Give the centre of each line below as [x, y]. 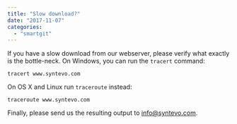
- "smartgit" [33, 33]
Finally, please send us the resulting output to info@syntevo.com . [103, 113]
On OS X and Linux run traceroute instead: [70, 87]
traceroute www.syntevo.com [49, 100]
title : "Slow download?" [44, 14]
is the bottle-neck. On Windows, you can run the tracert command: [106, 61]
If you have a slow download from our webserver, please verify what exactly [118, 54]
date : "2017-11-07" [36, 20]
